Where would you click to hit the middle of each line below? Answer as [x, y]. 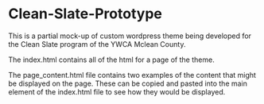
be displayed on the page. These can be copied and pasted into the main [128, 83]
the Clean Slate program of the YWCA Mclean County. [97, 44]
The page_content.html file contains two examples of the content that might [132, 75]
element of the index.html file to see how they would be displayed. [117, 91]
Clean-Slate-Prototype [85, 14]
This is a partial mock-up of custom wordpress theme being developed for [130, 36]
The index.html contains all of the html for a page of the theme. [111, 60]
